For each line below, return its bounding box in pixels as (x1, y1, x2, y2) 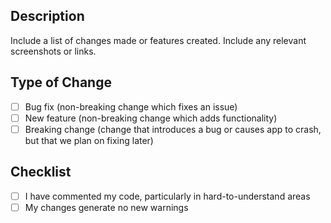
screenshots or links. (10, 45, 97, 57)
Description (10, 8, 85, 25)
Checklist (10, 164, 72, 181)
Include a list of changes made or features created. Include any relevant (10, 34, 307, 46)
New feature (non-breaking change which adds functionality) (24, 112, 278, 124)
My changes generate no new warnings (24, 201, 189, 213)
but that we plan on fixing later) (24, 134, 154, 146)
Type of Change (10, 74, 112, 91)
